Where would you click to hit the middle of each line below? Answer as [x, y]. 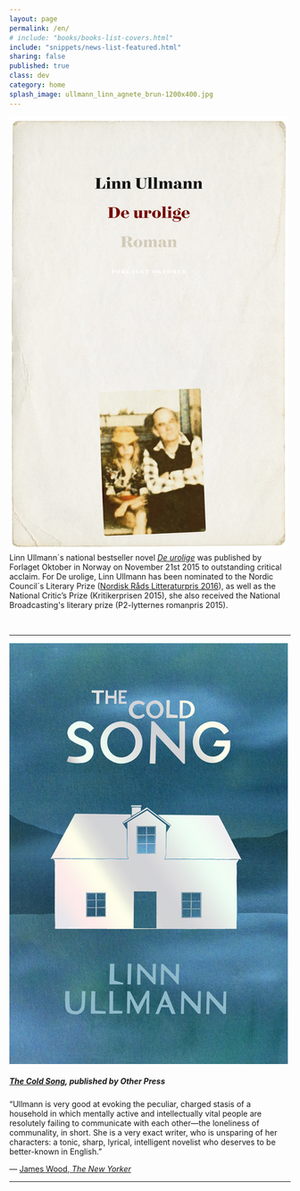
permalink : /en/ [39, 28]
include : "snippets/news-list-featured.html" [95, 47]
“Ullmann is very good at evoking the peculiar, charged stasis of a [130, 1103]
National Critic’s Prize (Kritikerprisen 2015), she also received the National [145, 595]
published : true [39, 66]
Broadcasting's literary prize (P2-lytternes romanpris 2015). [119, 604]
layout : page [33, 19]
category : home [37, 85]
